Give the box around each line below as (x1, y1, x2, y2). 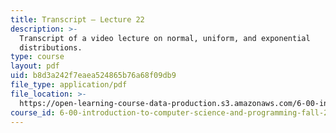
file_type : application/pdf (10, 80, 128, 90)
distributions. (19, 42, 83, 53)
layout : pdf (10, 61, 60, 71)
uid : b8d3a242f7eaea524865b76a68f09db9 (10, 71, 177, 81)
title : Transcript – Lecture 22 (10, 14, 145, 25)
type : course (10, 52, 65, 62)
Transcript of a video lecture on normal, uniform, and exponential (19, 33, 311, 43)
